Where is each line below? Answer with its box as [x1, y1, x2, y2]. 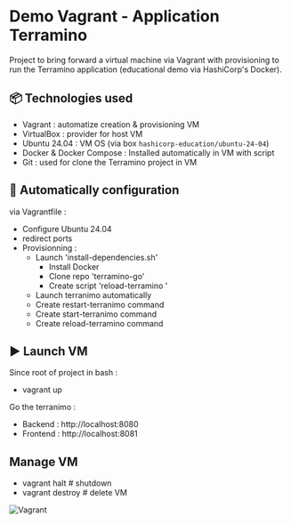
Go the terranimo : [9, 402, 77, 413]
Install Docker [48, 261, 100, 272]
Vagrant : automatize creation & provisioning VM [21, 118, 200, 130]
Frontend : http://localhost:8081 [21, 429, 138, 439]
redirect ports [21, 233, 73, 244]
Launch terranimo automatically [35, 289, 152, 300]
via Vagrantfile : [9, 206, 67, 217]
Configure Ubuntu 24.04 [21, 223, 113, 234]
